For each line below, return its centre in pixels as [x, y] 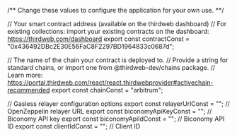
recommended [29, 90]
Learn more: [25, 75]
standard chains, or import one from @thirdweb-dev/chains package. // [111, 67]
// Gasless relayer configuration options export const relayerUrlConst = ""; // [118, 104]
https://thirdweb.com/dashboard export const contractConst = [98, 39]
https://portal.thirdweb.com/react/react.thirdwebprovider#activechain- [110, 83]
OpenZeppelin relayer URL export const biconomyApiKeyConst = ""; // [110, 111]
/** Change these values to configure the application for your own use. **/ [116, 10]
